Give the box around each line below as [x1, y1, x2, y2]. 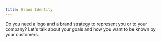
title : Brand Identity [5, 7, 53, 12]
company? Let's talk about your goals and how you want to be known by [5, 26, 156, 32]
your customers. [5, 31, 39, 37]
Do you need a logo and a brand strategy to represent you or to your [5, 21, 147, 27]
